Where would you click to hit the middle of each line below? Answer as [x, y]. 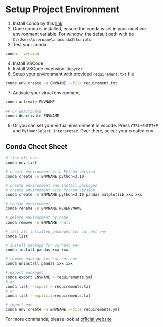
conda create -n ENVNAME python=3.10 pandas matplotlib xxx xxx [74, 195]
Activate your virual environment [46, 93]
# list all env [21, 158]
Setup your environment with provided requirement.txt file [73, 74]
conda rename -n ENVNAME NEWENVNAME [43, 209]
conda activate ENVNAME [30, 102]
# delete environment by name [37, 217]
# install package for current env [42, 245]
